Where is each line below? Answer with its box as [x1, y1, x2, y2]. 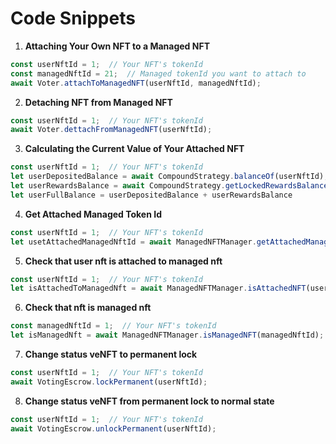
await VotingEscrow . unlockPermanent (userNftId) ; [10, 423, 217, 434]
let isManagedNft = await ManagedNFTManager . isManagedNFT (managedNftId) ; [10, 330, 325, 341]
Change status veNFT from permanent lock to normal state [24, 395, 275, 407]
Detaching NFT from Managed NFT [24, 96, 173, 108]
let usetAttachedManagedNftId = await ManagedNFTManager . [10, 237, 257, 247]
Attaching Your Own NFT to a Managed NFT [24, 40, 210, 52]
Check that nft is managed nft [24, 302, 152, 314]
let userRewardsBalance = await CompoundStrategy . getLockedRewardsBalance [10, 181, 329, 191]
